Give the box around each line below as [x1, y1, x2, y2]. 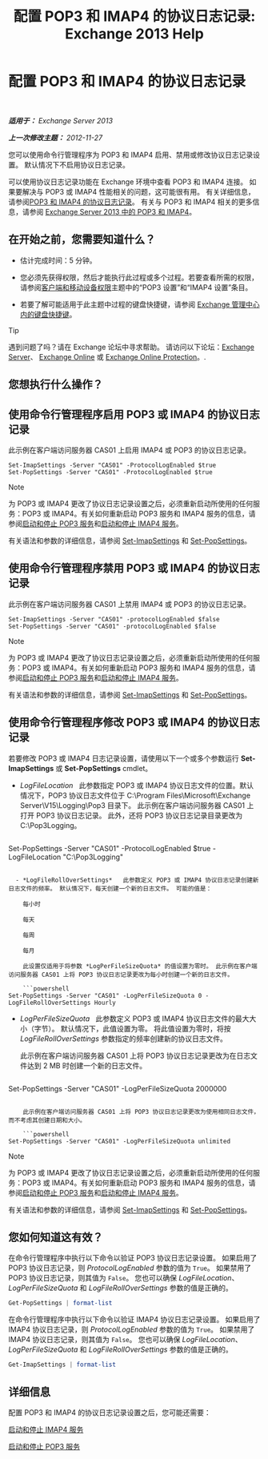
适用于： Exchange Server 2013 [8, 115, 114, 125]
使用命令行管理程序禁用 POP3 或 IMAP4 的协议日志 [8, 561, 260, 575]
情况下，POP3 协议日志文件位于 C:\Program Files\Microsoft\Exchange [19, 790, 250, 800]
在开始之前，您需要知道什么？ [8, 233, 156, 247]
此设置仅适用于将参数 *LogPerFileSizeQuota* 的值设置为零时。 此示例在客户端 [22, 962, 258, 970]
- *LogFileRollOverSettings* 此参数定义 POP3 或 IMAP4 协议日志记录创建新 [15, 876, 259, 884]
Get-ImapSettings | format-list [8, 1361, 116, 1369]
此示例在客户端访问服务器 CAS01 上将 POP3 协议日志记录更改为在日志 [19, 1051, 250, 1060]
